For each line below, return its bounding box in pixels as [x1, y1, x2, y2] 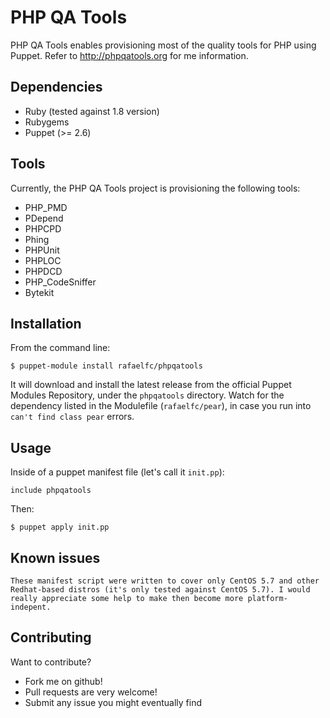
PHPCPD [24, 222, 62, 235]
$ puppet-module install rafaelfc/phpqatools [10, 361, 203, 371]
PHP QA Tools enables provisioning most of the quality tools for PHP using [10, 39, 317, 51]
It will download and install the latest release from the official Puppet [10, 379, 292, 391]
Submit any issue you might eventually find [24, 696, 203, 708]
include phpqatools [10, 486, 92, 496]
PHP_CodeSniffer [24, 276, 97, 288]
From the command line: [10, 342, 111, 354]
